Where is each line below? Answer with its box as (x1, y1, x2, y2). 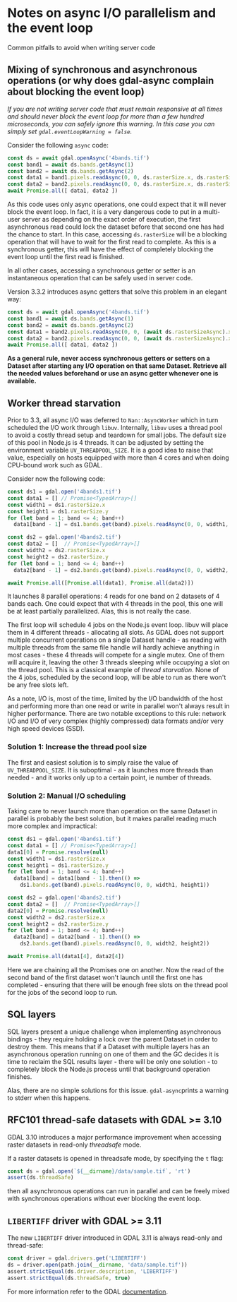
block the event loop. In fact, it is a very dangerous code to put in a (7, 208, 202, 216)
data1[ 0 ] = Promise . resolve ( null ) (7, 849, 109, 856)
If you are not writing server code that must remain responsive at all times (7, 104, 224, 113)
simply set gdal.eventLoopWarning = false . (7, 127, 133, 136)
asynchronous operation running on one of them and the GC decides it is (7, 1050, 219, 1058)
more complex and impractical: (7, 822, 97, 830)
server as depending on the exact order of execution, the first (22, 215, 201, 223)
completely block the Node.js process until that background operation (7, 1065, 210, 1073)
